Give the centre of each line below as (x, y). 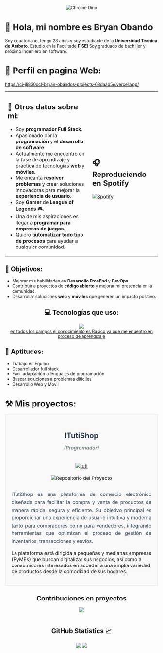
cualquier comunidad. (41, 247)
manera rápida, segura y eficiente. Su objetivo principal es (81, 510)
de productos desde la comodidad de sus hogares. (69, 571)
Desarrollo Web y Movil (35, 384)
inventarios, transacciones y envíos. (52, 541)
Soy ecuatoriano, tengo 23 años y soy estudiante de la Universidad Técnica (81, 40)
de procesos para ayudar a (47, 241)
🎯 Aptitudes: (24, 352)
